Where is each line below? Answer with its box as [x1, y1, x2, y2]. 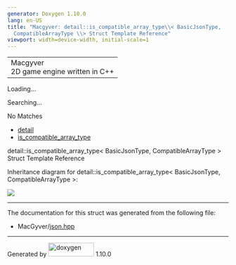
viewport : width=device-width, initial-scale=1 [7, 37, 150, 44]
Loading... [7, 85, 37, 93]
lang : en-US [7, 17, 42, 24]
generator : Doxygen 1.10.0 [7, 10, 86, 18]
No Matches [7, 112, 43, 120]
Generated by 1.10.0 [7, 250, 112, 259]
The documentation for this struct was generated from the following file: [7, 209, 216, 217]
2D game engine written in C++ [11, 67, 114, 77]
